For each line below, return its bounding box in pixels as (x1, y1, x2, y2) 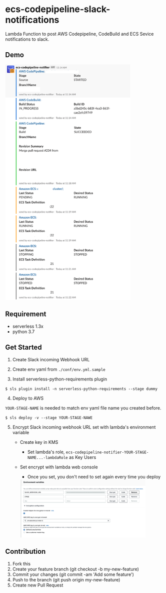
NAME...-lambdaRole (27, 455, 68, 460)
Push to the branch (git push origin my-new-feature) (12, 576, 120, 582)
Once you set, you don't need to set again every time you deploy (27, 473, 161, 479)
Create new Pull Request (12, 582, 63, 588)
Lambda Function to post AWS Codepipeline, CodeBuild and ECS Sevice (5, 31, 154, 37)
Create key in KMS (19, 439, 58, 445)
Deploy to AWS (12, 395, 44, 401)
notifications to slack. (5, 36, 49, 42)
